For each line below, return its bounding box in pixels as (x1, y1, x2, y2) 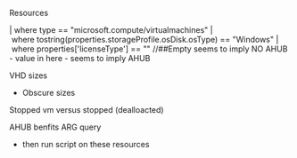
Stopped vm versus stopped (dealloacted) (9, 105, 164, 115)
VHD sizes (9, 70, 47, 81)
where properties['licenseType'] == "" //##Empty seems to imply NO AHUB (11, 43, 288, 54)
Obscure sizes (21, 88, 76, 98)
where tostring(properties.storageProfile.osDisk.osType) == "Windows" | (11, 35, 279, 44)
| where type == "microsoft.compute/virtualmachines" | (9, 25, 213, 35)
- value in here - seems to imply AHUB (9, 53, 151, 63)
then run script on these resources (21, 139, 150, 149)
